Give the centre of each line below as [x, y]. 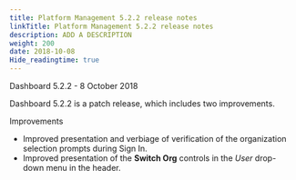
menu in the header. [83, 168]
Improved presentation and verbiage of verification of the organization [154, 139]
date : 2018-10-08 [42, 52]
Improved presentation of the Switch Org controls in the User [138, 158]
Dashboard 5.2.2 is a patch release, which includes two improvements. [142, 104]
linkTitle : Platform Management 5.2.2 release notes [112, 26]
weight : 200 [32, 43]
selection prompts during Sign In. [85, 148]
